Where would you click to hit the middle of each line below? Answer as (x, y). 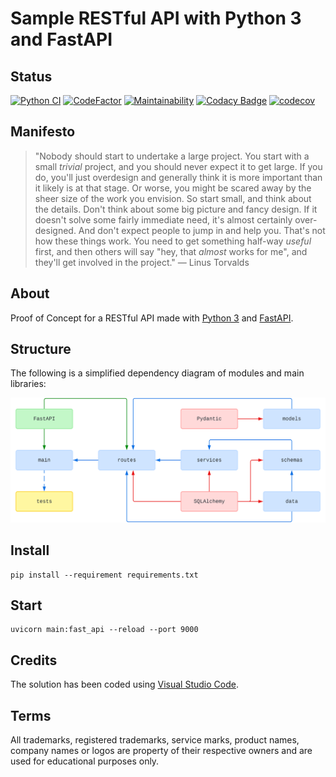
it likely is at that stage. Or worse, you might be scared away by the (173, 188)
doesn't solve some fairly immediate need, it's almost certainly (163, 219)
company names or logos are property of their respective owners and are (161, 751)
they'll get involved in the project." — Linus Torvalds (142, 262)
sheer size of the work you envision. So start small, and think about (173, 198)
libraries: (28, 384)
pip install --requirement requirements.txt (104, 575)
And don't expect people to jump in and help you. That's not (202, 230)
